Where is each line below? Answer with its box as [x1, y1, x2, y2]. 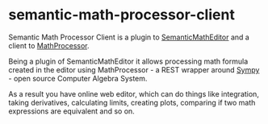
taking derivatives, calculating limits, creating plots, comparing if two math [8, 97, 256, 107]
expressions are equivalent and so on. [8, 106, 135, 116]
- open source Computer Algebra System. [8, 73, 148, 83]
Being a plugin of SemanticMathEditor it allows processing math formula [8, 56, 249, 66]
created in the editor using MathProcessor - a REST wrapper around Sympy [8, 64, 260, 74]
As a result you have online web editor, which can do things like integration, [8, 89, 260, 98]
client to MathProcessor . [8, 40, 90, 50]
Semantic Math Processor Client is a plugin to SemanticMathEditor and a [8, 32, 250, 42]
